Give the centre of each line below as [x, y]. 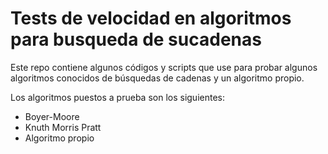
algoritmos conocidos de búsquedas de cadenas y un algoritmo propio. [157, 78]
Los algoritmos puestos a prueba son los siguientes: [117, 97]
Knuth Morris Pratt [63, 127]
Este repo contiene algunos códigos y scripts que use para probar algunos [164, 67]
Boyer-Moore [52, 116]
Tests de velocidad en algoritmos [151, 18]
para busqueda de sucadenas [136, 39]
